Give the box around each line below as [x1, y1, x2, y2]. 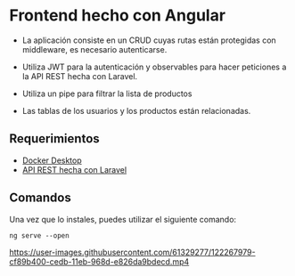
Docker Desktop [21, 155, 82, 166]
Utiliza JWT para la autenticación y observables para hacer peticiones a [21, 61, 287, 72]
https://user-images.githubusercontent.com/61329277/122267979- [9, 247, 256, 257]
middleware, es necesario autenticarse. [21, 44, 168, 54]
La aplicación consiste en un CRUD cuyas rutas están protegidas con [21, 35, 276, 45]
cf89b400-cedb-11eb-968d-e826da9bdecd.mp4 [9, 256, 190, 267]
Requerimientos [9, 131, 100, 147]
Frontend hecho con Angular [9, 5, 225, 26]
